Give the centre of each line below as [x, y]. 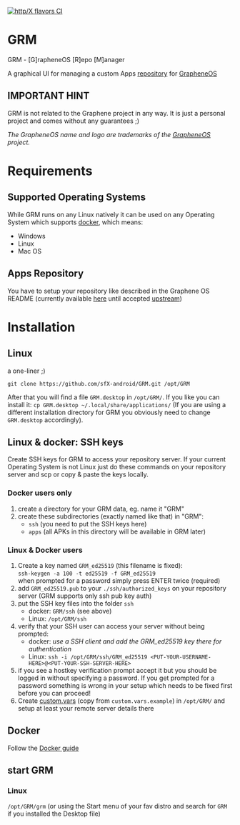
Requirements [50, 171]
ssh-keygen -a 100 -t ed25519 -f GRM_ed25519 [86, 574]
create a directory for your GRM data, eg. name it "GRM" [101, 509]
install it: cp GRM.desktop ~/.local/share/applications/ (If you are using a [117, 404]
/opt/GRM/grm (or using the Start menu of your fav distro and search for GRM [117, 806]
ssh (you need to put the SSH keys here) [87, 524]
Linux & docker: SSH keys [65, 442]
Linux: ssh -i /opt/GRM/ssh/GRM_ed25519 [88, 656]
